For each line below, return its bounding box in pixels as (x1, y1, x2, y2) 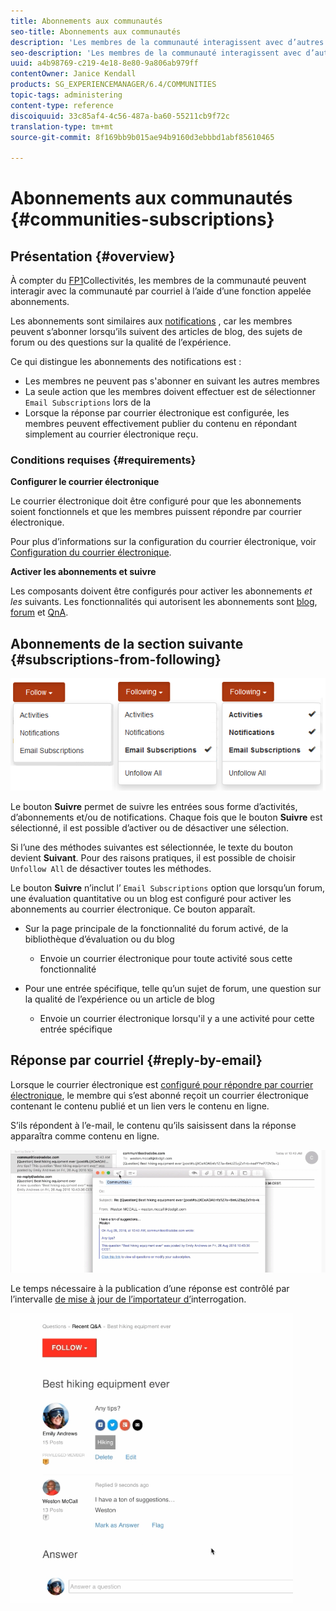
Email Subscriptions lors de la (24, 396, 152, 409)
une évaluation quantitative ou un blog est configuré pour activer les (10, 892, 292, 904)
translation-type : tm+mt (10, 121, 114, 132)
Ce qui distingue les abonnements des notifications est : (10, 356, 242, 368)
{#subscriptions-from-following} (10, 651, 222, 668)
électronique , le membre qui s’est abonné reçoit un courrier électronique (10, 1089, 309, 1101)
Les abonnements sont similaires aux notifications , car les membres (10, 315, 293, 327)
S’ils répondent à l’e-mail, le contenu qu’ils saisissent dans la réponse (10, 1119, 297, 1131)
